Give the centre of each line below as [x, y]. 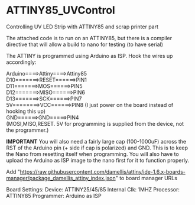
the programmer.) [27, 130]
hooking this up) [26, 111]
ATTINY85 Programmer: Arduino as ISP [54, 196]
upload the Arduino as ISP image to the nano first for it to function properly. [98, 160]
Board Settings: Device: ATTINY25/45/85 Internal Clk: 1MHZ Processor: [93, 189]
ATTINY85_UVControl [61, 10]
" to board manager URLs [146, 178]
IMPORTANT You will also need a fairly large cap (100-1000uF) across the [96, 141]
